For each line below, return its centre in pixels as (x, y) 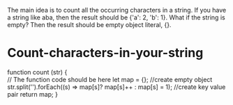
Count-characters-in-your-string (105, 53)
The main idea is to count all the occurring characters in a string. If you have (117, 10)
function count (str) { (37, 72)
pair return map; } (32, 94)
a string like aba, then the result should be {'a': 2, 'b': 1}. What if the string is (116, 17)
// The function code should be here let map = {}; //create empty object (110, 79)
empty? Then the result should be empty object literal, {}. (89, 25)
